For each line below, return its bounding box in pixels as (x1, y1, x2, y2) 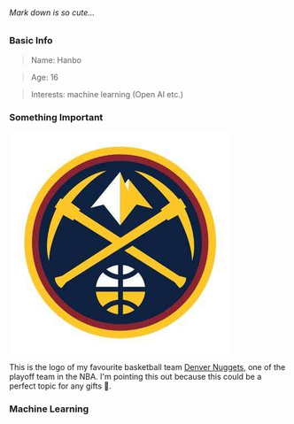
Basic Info (9, 35, 53, 47)
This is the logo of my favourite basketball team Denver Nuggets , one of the (9, 361, 286, 372)
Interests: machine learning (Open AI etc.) (30, 89, 184, 99)
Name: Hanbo (30, 54, 82, 66)
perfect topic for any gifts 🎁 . (9, 381, 112, 391)
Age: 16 (30, 72, 59, 82)
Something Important (9, 111, 104, 123)
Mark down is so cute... (9, 7, 96, 18)
